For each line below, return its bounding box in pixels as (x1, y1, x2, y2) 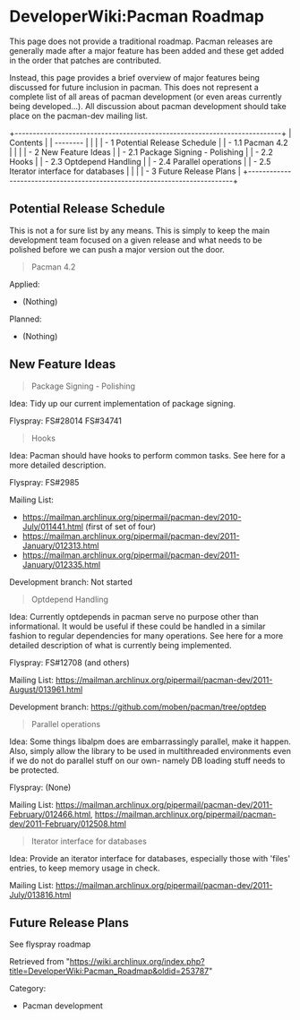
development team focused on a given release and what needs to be (9, 235, 262, 245)
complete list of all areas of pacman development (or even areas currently (9, 91, 282, 102)
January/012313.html (21, 540, 99, 551)
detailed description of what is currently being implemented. (9, 639, 232, 650)
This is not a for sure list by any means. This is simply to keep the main (9, 225, 270, 236)
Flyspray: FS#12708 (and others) (9, 656, 130, 668)
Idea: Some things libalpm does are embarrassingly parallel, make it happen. (9, 736, 291, 747)
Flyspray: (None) (9, 782, 72, 793)
